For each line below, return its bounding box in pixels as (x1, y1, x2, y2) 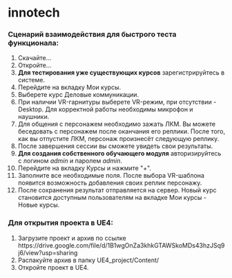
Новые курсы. (17, 201, 60, 209)
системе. (17, 76, 46, 84)
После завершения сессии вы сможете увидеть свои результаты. (17, 142, 213, 150)
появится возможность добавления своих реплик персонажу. (17, 178, 202, 187)
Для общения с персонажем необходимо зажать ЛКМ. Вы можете (17, 120, 216, 129)
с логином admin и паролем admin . (17, 157, 123, 165)
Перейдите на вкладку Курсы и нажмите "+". (17, 164, 151, 172)
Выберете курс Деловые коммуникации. (17, 91, 139, 99)
